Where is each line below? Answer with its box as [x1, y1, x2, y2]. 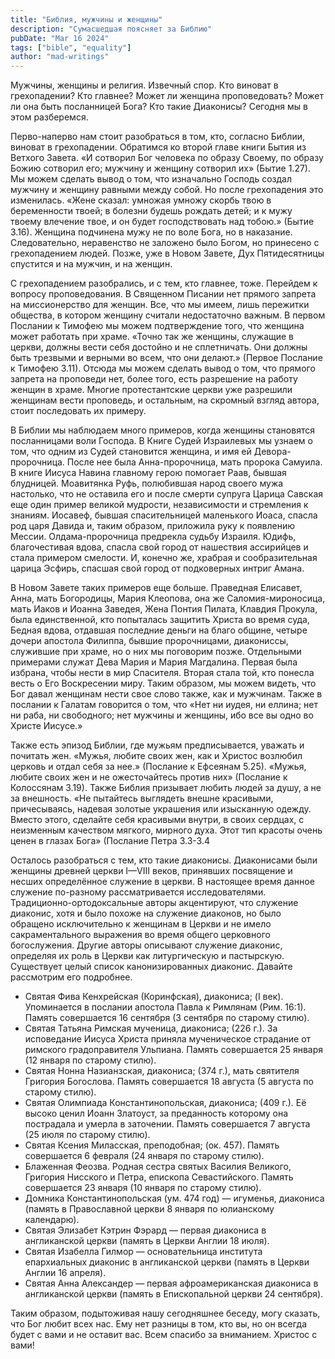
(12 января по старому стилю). [24, 1054, 157, 1066]
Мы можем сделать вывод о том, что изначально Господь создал [10, 173, 292, 185]
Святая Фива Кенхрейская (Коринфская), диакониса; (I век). [24, 991, 284, 1003]
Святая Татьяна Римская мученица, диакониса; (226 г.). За [24, 1022, 278, 1035]
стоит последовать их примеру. [10, 405, 147, 417]
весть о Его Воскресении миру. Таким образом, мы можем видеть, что [10, 677, 317, 690]
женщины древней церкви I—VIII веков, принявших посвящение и [10, 865, 293, 877]
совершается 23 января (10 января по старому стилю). [24, 1182, 262, 1194]
